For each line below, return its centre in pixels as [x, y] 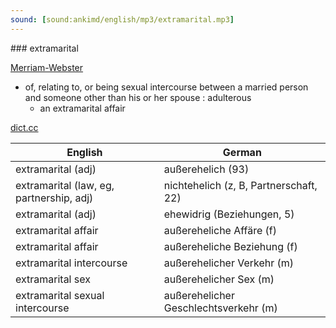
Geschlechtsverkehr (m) [220, 308]
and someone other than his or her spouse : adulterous [138, 97]
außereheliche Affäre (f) [220, 230]
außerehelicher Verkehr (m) [229, 263]
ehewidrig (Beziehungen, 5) [229, 214]
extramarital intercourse [71, 263]
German [242, 152]
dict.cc [24, 127]
